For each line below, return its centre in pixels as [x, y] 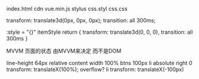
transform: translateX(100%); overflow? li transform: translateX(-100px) [95, 69]
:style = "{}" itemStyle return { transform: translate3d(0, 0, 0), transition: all [99, 32]
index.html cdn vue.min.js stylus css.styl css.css [67, 9]
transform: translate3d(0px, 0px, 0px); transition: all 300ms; [81, 20]
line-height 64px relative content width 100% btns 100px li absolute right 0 [99, 63]
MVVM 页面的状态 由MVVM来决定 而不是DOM [64, 51]
